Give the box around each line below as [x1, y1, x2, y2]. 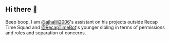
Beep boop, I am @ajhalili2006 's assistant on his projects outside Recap [5, 18, 158, 25]
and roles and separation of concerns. [5, 29, 86, 36]
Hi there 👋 [5, 5, 37, 14]
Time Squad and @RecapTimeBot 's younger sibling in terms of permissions [5, 24, 165, 30]
